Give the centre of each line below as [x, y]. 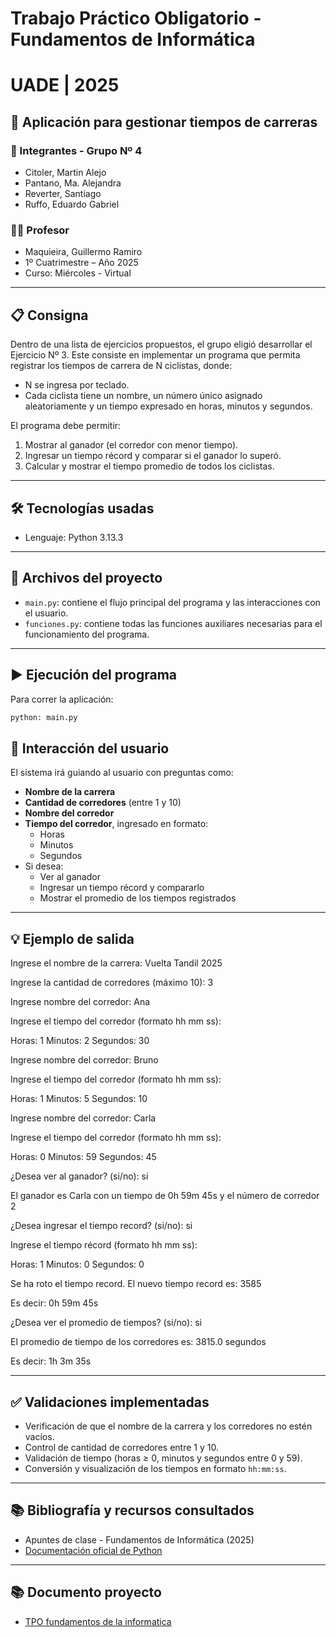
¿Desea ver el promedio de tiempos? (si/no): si [106, 1323]
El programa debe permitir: [66, 426]
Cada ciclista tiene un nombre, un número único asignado [143, 396]
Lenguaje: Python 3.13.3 [74, 537]
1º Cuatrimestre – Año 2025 [81, 263]
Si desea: [44, 866]
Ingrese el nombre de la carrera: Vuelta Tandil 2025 [116, 963]
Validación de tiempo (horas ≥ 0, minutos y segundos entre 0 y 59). [163, 1458]
